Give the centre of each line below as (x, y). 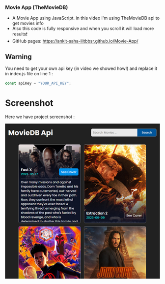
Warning (18, 56)
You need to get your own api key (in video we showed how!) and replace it (81, 68)
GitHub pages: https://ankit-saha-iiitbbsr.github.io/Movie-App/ (75, 41)
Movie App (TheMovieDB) (37, 7)
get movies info (28, 23)
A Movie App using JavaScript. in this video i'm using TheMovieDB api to (86, 18)
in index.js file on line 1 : (29, 74)
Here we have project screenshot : (40, 117)
